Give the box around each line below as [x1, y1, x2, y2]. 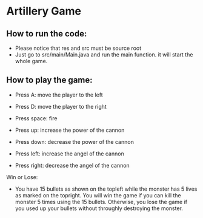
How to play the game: [6, 75, 93, 86]
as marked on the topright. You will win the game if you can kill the [15, 191, 181, 199]
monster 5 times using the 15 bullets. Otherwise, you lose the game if [15, 198, 188, 205]
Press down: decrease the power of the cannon [15, 138, 135, 145]
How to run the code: [6, 29, 87, 39]
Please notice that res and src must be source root [15, 44, 142, 52]
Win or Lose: [6, 173, 38, 180]
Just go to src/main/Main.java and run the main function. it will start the [15, 51, 193, 58]
